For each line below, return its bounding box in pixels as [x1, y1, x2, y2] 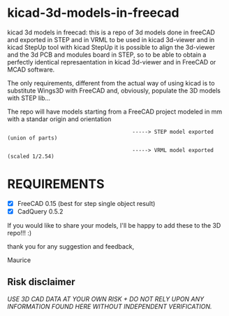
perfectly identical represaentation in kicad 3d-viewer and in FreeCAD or [7, 57, 216, 66]
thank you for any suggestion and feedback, [7, 242, 135, 250]
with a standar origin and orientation [7, 114, 112, 123]
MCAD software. [7, 65, 55, 74]
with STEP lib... [7, 93, 51, 102]
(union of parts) [7, 135, 58, 142]
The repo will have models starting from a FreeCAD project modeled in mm [7, 107, 223, 116]
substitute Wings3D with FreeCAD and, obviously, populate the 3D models [7, 86, 221, 95]
